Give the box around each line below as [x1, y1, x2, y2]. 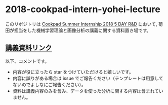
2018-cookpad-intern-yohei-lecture [5, 4, 160, 15]
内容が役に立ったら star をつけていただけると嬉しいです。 [12, 68, 134, 75]
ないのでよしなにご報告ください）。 [12, 81, 86, 87]
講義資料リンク [5, 44, 52, 52]
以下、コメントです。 [5, 58, 50, 64]
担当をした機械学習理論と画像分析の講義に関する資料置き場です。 [14, 27, 151, 33]
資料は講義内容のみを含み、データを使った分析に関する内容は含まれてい [12, 88, 163, 94]
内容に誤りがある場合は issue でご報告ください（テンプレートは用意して [12, 75, 163, 81]
